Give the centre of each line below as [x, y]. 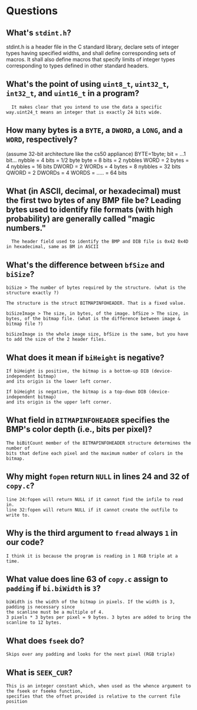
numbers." [26, 228]
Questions [32, 11]
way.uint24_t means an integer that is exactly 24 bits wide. [84, 112]
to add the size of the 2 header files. [57, 340]
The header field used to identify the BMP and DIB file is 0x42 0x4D [100, 242]
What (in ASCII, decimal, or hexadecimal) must [93, 191]
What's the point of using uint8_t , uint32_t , [88, 84]
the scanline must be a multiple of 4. [55, 613]
